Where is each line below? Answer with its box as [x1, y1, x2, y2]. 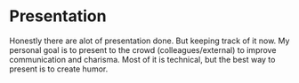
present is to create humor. [9, 64, 109, 74]
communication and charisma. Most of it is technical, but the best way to [9, 54, 276, 64]
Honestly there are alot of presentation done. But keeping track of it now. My [9, 35, 290, 46]
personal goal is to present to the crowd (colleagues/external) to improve [9, 44, 277, 55]
